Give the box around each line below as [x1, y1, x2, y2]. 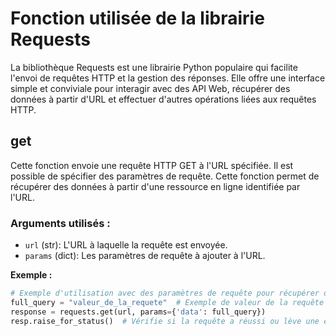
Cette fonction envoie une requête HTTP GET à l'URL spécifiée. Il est [10, 159, 294, 171]
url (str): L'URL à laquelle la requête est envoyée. [24, 239, 228, 251]
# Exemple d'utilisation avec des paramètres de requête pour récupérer [10, 288, 320, 299]
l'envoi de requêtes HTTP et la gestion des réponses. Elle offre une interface [10, 72, 326, 84]
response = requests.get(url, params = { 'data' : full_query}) [10, 307, 267, 317]
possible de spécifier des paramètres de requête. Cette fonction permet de [10, 170, 320, 182]
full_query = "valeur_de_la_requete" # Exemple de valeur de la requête [10, 297, 325, 307]
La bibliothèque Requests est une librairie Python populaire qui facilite [10, 61, 298, 73]
